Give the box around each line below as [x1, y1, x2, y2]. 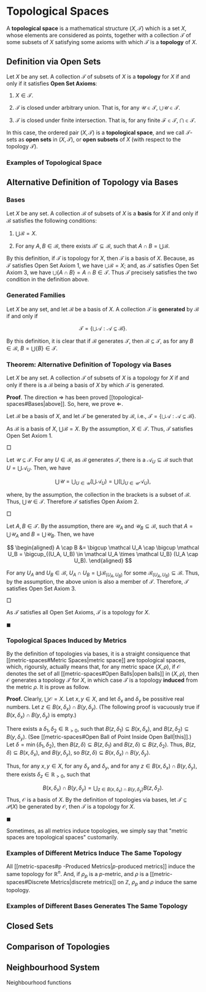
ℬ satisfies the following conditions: [6, 217, 97, 224]
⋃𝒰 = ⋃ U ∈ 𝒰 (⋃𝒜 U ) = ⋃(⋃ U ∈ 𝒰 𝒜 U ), [55, 477, 151, 486]
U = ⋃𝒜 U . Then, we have [6, 464, 71, 473]
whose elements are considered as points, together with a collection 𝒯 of [6, 31, 191, 39]
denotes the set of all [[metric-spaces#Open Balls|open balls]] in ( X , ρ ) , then [6, 670, 199, 677]
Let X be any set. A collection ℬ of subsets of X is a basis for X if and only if [6, 210, 199, 217]
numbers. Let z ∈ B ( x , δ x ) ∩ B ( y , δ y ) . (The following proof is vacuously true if [6, 703, 200, 712]
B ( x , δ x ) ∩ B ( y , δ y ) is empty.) [6, 711, 77, 720]
